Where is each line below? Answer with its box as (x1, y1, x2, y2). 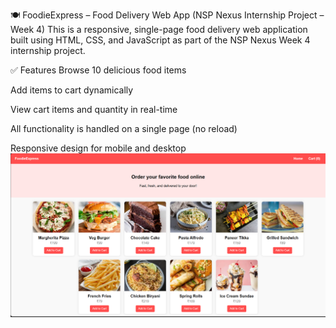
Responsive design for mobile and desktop (10, 142, 187, 154)
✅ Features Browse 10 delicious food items (10, 64, 187, 76)
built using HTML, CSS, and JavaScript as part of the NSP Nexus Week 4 (10, 34, 311, 46)
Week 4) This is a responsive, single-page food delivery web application (10, 24, 308, 35)
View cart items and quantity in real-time (10, 104, 178, 115)
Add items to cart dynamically (10, 84, 134, 96)
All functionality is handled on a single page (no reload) (10, 123, 238, 134)
